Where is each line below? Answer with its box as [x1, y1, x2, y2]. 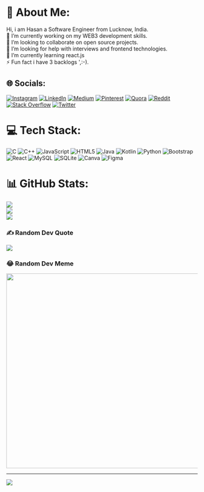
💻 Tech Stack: [6, 123, 81, 137]
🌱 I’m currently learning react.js [6, 51, 85, 58]
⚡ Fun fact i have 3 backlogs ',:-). [6, 58, 89, 66]
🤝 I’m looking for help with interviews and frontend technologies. [6, 45, 168, 52]
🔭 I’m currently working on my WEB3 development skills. [6, 32, 148, 39]
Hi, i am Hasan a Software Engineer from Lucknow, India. [6, 26, 149, 33]
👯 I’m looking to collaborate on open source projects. [6, 38, 138, 46]
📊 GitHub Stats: [6, 177, 89, 191]
